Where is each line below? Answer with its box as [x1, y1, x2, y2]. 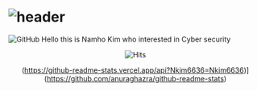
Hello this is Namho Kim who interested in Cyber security [41, 34, 231, 44]
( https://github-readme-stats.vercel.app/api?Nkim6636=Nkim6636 [21, 65, 244, 75]
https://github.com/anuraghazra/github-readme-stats [47, 73, 224, 83]
